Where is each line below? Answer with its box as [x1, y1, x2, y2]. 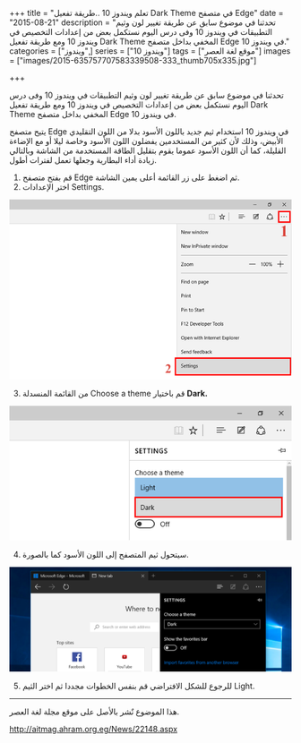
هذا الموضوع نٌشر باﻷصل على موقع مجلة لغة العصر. [9, 706, 180, 717]
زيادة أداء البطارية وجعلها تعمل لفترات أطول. [9, 155, 157, 165]
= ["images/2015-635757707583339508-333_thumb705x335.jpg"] [9, 56, 257, 65]
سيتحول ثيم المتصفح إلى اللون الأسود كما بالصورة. [21, 549, 190, 559]
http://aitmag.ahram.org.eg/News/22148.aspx [9, 723, 177, 734]
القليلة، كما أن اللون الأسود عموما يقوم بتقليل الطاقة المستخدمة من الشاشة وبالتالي [9, 145, 287, 156]
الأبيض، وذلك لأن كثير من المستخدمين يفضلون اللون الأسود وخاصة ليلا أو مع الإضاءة [9, 136, 284, 146]
